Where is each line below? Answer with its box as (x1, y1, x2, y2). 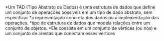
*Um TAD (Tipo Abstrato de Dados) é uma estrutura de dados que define (5, 4, 156, 10)
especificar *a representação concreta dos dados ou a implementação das (5, 15, 159, 20)
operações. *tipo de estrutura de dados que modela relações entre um (5, 20, 151, 26)
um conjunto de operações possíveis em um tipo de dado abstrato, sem (5, 9, 153, 15)
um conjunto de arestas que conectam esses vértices (5, 31, 116, 36)
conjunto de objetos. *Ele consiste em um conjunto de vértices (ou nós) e (5, 25, 157, 31)
